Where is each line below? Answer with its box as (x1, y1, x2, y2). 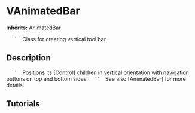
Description (6, 53, 51, 63)
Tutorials (6, 99, 40, 109)
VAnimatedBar (6, 4, 80, 18)
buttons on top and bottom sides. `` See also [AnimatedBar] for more (6, 75, 187, 82)
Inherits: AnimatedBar (6, 24, 61, 31)
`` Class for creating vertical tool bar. (11, 35, 108, 42)
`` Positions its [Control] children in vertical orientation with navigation (11, 69, 190, 76)
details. (6, 81, 25, 88)
